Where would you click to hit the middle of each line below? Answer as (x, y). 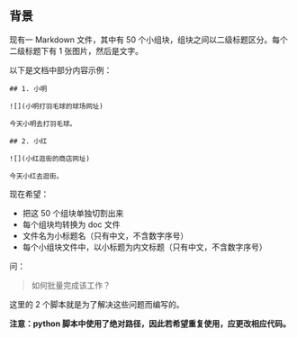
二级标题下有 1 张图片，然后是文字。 (76, 50)
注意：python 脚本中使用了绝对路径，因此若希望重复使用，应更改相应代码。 (150, 324)
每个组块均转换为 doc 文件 (71, 224)
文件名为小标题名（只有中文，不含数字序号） (105, 235)
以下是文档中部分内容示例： (61, 69)
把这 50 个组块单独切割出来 (73, 213)
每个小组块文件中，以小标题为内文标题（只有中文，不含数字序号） (144, 247)
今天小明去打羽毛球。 (43, 123)
